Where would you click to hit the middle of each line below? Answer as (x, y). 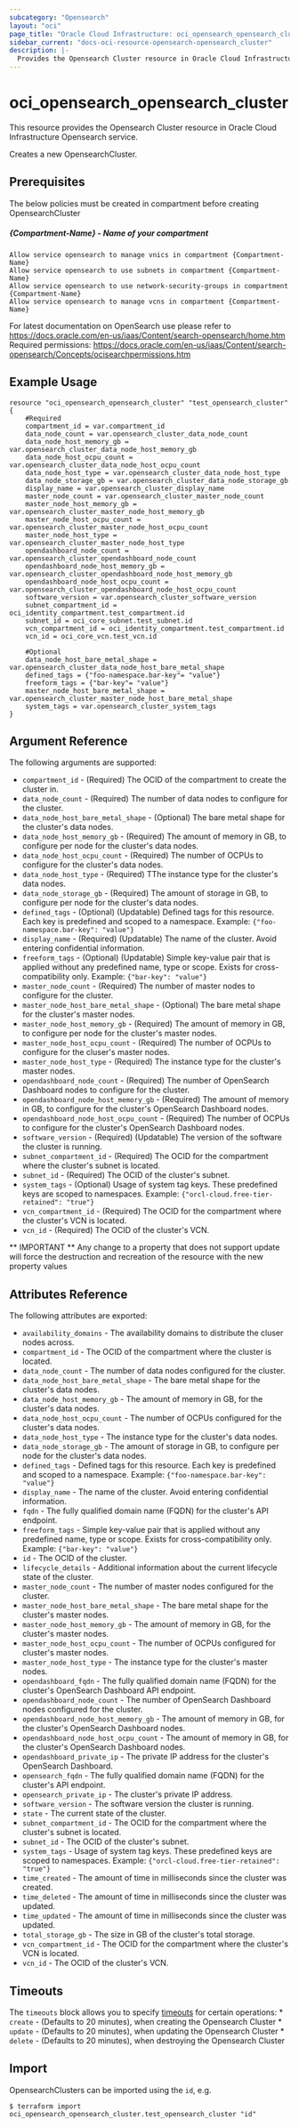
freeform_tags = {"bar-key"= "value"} (97, 683)
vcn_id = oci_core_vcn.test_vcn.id (91, 636)
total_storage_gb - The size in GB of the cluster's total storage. (138, 1935)
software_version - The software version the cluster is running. (138, 1804)
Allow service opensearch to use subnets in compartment (117, 270)
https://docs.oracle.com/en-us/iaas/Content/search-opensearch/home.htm (148, 335)
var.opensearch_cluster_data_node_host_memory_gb (103, 449)
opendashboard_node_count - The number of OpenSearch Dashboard (146, 1700)
